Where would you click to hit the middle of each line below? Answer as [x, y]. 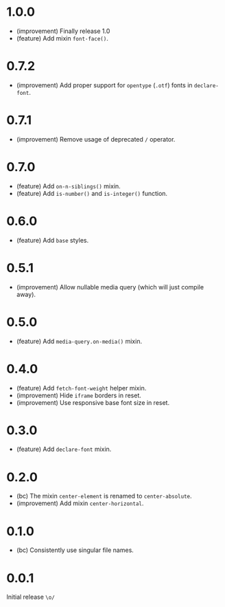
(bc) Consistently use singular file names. [75, 550]
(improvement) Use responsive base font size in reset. [93, 402]
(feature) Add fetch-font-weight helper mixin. [81, 388]
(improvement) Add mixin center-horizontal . [80, 503]
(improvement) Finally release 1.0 [63, 31]
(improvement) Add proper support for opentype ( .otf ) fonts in [104, 85]
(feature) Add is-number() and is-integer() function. [92, 193]
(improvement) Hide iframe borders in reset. [79, 395]
